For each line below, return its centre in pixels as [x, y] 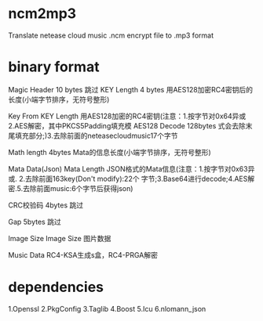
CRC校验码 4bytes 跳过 [46, 205]
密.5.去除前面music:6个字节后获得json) [71, 188]
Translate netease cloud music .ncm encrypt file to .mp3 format [111, 35]
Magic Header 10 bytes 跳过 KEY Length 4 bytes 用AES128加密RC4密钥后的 [131, 89]
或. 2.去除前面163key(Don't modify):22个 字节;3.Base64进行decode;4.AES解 [131, 179]
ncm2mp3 [42, 14]
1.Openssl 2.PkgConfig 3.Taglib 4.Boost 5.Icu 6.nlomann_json [107, 308]
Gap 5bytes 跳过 [35, 222]
